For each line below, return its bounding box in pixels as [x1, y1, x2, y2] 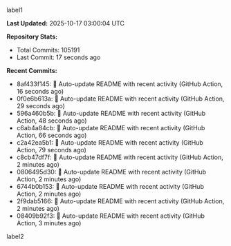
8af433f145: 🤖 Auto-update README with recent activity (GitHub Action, [16, 80, 223, 88]
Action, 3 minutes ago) [16, 219, 82, 227]
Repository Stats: [6, 32, 58, 41]
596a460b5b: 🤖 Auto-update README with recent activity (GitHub [16, 110, 205, 117]
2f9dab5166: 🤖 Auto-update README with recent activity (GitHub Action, [16, 197, 225, 205]
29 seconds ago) [16, 102, 65, 110]
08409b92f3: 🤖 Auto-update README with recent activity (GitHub [16, 212, 205, 220]
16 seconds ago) [16, 88, 64, 95]
